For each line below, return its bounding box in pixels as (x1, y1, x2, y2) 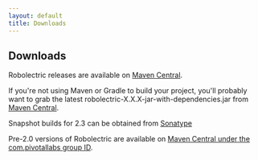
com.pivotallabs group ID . (8, 142, 93, 153)
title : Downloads (8, 19, 67, 27)
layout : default (8, 11, 63, 20)
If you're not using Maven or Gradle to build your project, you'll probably (8, 86, 248, 96)
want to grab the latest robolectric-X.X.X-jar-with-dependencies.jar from (8, 94, 249, 105)
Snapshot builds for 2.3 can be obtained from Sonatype (8, 118, 193, 129)
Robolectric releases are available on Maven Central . (8, 70, 183, 80)
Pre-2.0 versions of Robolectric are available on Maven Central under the (8, 134, 251, 144)
